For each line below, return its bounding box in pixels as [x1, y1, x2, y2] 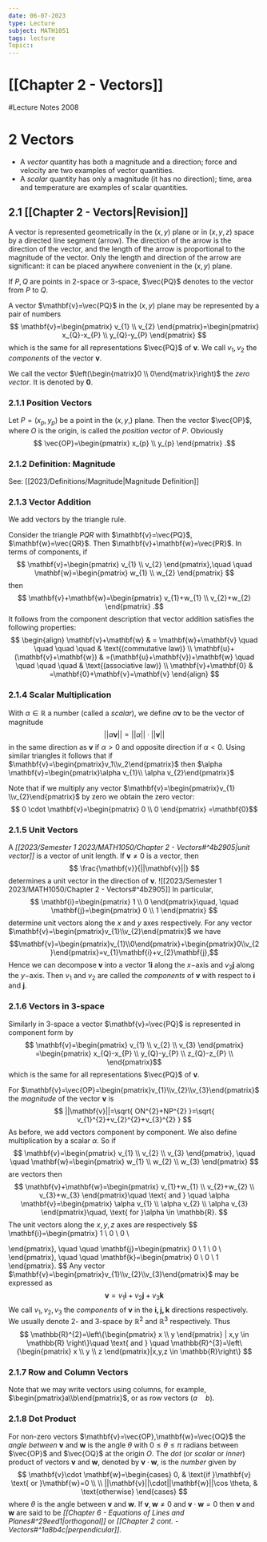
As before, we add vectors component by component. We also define [8, 1127, 237, 1137]
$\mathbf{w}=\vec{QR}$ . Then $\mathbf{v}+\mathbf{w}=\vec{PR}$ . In [8, 538, 242, 549]
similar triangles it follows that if [8, 751, 114, 760]
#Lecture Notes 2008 [8, 103, 79, 112]
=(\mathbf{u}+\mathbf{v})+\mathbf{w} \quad [105, 652, 255, 662]
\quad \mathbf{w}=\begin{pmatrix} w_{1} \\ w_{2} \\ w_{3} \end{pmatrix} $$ [10, 1157, 259, 1166]
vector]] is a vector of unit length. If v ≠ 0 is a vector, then [8, 851, 199, 860]
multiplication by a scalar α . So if [8, 1135, 116, 1145]
